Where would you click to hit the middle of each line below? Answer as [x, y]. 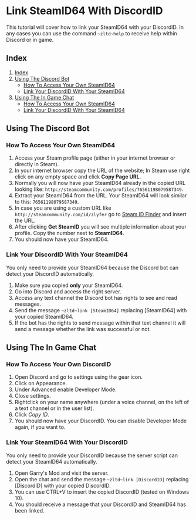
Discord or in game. [30, 39]
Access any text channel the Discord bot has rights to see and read [96, 297]
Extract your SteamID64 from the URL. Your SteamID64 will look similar [101, 196]
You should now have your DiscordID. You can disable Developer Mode [100, 421]
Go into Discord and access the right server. [68, 291]
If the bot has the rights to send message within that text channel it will [100, 323]
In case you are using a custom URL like [63, 208]
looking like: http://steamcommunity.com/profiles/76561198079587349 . [99, 189]
